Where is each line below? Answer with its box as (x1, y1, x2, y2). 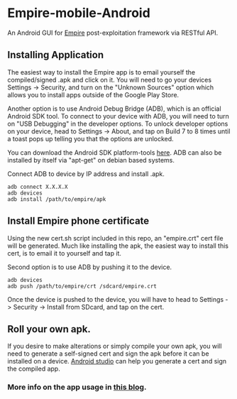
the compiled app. (7, 364, 60, 373)
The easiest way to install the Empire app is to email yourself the (7, 67, 196, 76)
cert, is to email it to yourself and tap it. (7, 248, 122, 257)
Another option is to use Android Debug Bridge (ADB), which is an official (7, 104, 221, 113)
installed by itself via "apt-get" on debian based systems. (7, 155, 175, 164)
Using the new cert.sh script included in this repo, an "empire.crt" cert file (7, 234, 224, 242)
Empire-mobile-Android (7, 5, 150, 21)
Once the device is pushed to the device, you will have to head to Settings (7, 295, 224, 303)
